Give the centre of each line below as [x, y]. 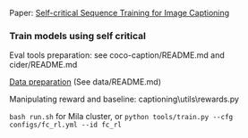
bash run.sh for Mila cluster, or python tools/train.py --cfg [121, 117]
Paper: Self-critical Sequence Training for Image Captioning [120, 13]
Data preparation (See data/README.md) [86, 82]
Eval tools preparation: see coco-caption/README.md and [117, 55]
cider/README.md [43, 65]
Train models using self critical [77, 36]
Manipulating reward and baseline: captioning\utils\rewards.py [124, 99]
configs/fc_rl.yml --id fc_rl [66, 125]
